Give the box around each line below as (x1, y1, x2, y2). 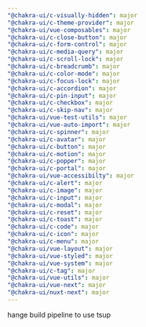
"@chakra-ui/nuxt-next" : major (7, 289, 110, 296)
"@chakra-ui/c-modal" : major (7, 201, 103, 209)
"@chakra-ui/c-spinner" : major (7, 128, 110, 136)
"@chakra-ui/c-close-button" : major (7, 33, 127, 42)
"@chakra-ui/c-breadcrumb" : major (7, 63, 121, 71)
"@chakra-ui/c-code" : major (7, 223, 100, 231)
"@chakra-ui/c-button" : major (7, 143, 107, 151)
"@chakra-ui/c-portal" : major (7, 165, 107, 173)
